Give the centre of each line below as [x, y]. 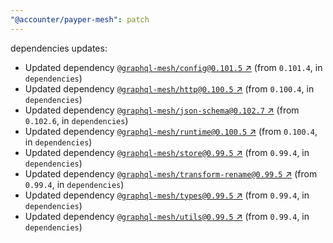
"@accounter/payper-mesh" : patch [80, 19]
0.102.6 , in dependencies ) [76, 120]
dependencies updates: [59, 48]
